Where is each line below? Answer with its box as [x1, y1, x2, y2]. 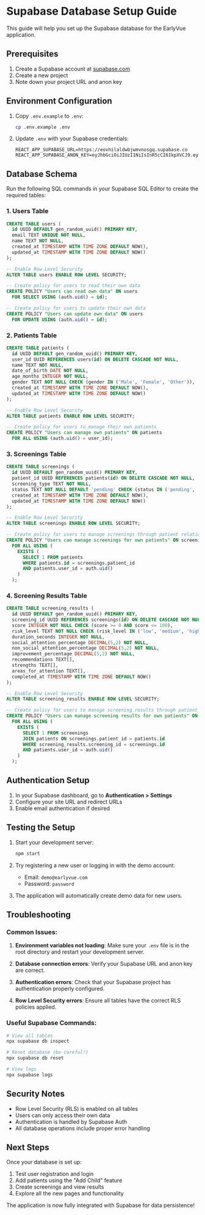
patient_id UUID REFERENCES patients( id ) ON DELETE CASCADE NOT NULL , [12, 475, 195, 481]
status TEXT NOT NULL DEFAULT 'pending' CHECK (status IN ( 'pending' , [12, 486, 195, 492]
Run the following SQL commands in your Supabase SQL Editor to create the [6, 185, 199, 192]
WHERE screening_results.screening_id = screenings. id [22, 741, 165, 748]
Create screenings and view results [15, 1183, 104, 1191]
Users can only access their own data [15, 1112, 110, 1119]
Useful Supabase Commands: [6, 1018, 97, 1027]
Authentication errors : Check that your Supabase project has [15, 979, 171, 986]
